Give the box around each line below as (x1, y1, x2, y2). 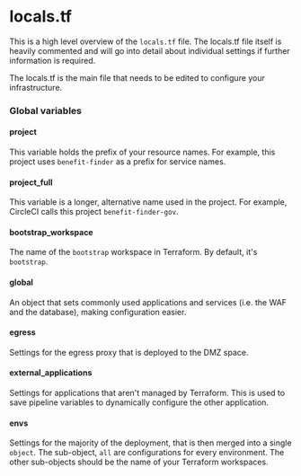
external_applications (9, 367, 93, 378)
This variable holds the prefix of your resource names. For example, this (9, 146, 276, 158)
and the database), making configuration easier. (9, 306, 187, 317)
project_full (9, 177, 53, 188)
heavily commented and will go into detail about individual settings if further (9, 45, 290, 56)
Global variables (9, 104, 83, 117)
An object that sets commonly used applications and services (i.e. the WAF (9, 296, 288, 307)
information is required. (9, 55, 96, 66)
